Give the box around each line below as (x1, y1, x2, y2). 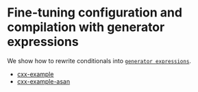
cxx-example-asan (16, 77, 71, 85)
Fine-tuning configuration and (7, 5, 183, 21)
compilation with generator (7, 19, 165, 35)
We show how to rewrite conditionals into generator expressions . (7, 56, 192, 65)
